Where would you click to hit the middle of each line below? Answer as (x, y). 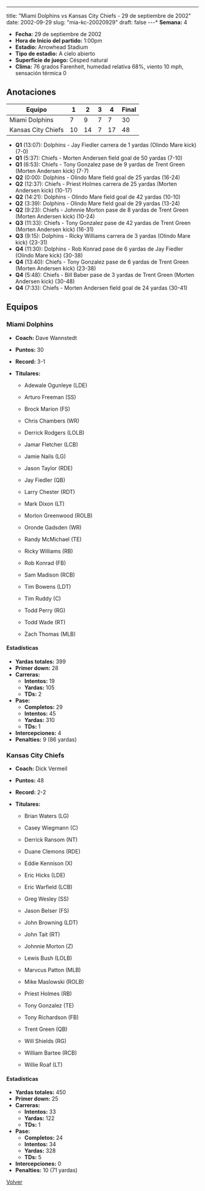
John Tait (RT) (42, 934)
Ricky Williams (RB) (49, 551)
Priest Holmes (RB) (48, 994)
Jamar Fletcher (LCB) (51, 444)
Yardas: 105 (39, 687)
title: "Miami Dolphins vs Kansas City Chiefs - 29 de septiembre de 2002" (99, 16)
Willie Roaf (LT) (43, 1065)
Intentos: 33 (40, 1112)
